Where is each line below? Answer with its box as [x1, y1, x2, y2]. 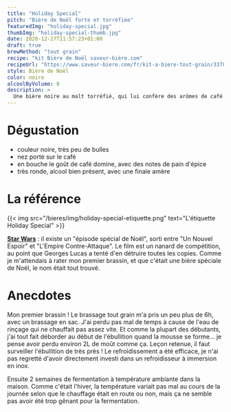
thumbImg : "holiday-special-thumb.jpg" [7, 29, 122, 36]
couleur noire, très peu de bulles [16, 145, 109, 153]
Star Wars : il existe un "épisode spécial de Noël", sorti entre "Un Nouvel [7, 234, 213, 242]
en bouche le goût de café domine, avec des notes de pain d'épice [16, 159, 207, 168]
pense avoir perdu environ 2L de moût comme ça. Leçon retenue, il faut [7, 339, 210, 347]
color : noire [7, 73, 45, 81]
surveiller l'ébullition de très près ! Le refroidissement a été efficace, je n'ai [7, 347, 219, 355]
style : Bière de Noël [7, 67, 69, 74]
